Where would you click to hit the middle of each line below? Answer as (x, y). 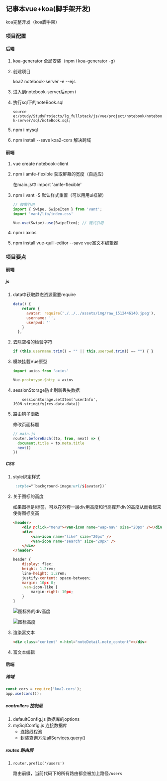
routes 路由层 (20, 750)
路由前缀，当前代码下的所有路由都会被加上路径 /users (67, 774)
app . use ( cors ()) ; (24, 694)
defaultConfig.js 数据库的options (46, 719)
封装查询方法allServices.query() (53, 738)
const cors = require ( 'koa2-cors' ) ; (43, 689)
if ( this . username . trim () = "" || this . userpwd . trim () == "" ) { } (83, 351)
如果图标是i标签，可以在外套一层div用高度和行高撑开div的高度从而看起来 (87, 507)
